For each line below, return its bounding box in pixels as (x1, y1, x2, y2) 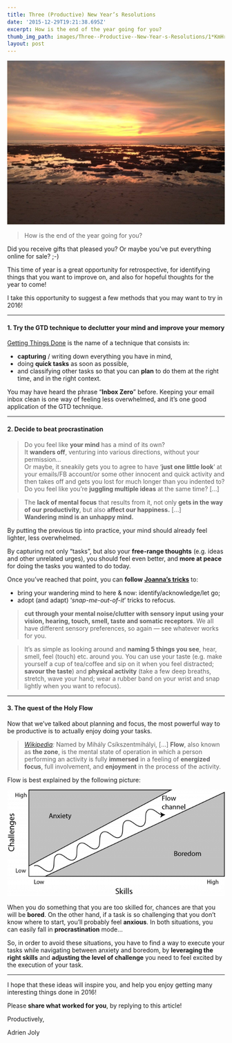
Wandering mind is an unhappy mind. (23, 513, 134, 521)
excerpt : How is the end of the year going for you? (7, 26, 162, 33)
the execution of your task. (7, 961, 84, 970)
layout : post (7, 40, 45, 48)
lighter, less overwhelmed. (7, 534, 82, 542)
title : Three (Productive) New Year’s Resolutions (7, 11, 156, 18)
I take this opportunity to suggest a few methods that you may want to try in (7, 294, 223, 302)
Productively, (7, 1015, 45, 1024)
